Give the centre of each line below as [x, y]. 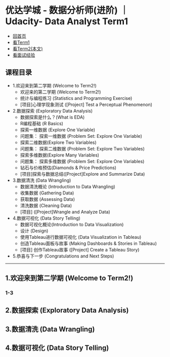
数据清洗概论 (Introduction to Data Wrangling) [68, 186]
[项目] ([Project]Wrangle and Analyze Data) [65, 212]
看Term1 [21, 42]
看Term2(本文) [28, 48]
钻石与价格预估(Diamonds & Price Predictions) [68, 168]
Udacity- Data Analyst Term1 [67, 21]
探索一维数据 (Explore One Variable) [57, 130]
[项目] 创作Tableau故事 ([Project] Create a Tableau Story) [80, 249]
